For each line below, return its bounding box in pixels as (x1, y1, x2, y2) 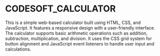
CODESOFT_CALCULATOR (5, 3, 116, 14)
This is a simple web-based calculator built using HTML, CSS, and (5, 19, 141, 25)
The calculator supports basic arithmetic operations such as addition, (5, 30, 148, 36)
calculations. (5, 46, 31, 52)
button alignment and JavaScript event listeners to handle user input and (5, 40, 155, 46)
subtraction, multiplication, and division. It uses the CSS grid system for (5, 35, 152, 41)
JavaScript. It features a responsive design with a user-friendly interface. (5, 24, 156, 30)
